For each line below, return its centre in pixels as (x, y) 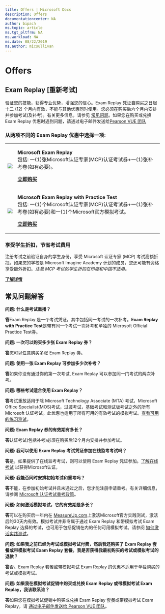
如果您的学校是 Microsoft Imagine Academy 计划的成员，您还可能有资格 (86, 263)
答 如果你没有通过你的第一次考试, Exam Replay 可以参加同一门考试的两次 (78, 374)
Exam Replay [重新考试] (41, 90)
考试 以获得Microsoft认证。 (33, 467)
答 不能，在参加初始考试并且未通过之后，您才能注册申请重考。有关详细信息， (82, 488)
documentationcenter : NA (30, 19)
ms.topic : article (24, 28)
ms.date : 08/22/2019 (26, 42)
